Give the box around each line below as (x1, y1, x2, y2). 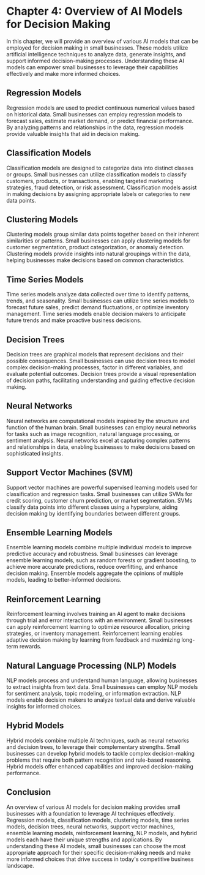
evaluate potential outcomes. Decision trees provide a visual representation (6, 370, 196, 377)
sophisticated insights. (6, 449, 63, 457)
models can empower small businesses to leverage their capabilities (6, 63, 179, 71)
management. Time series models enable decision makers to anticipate (6, 310, 186, 318)
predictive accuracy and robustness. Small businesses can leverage (6, 550, 178, 558)
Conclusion (6, 787, 51, 797)
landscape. (6, 862, 35, 869)
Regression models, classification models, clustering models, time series (6, 816, 190, 824)
